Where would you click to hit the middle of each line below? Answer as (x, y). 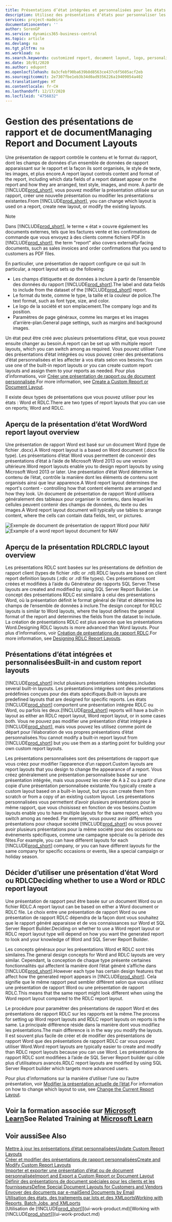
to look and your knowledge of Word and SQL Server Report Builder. (77, 939)
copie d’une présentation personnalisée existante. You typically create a (81, 786)
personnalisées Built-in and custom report (73, 663)
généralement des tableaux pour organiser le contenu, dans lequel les (79, 499)
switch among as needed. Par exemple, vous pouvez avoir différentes (79, 818)
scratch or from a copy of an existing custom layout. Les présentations (80, 796)
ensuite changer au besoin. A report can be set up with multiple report (79, 343)
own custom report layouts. (34, 748)
